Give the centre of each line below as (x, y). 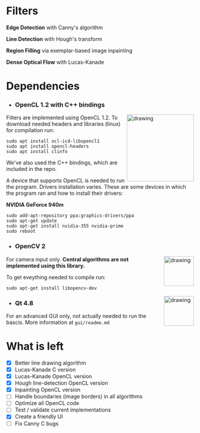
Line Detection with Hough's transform (54, 39)
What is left (35, 346)
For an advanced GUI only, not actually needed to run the (76, 316)
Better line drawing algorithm (50, 363)
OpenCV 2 (30, 247)
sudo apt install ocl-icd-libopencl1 (53, 141)
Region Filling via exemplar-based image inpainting (69, 50)
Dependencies (43, 86)
